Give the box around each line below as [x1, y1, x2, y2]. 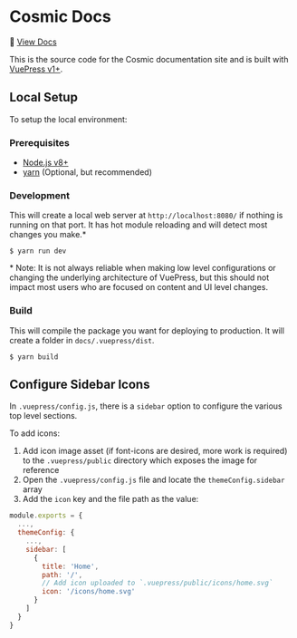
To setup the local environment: [9, 113, 128, 124]
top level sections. [9, 411, 78, 421]
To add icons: [9, 428, 61, 439]
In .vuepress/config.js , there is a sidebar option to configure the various [9, 401, 283, 411]
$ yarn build [9, 352, 59, 362]
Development [9, 188, 71, 201]
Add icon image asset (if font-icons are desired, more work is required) [22, 446, 288, 457]
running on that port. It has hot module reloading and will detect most [9, 219, 268, 230]
